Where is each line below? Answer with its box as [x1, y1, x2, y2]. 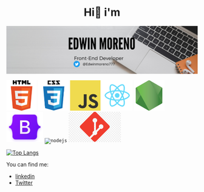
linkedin [15, 173, 35, 180]
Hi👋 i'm [83, 5, 121, 19]
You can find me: [6, 160, 49, 168]
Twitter [15, 179, 33, 186]
